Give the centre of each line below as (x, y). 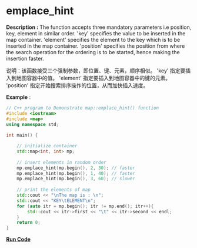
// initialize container (47, 146)
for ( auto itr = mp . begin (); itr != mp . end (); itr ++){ (85, 206)
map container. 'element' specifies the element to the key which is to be (93, 39)
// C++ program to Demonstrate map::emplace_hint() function (83, 108)
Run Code (19, 239)
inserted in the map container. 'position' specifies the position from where (96, 46)
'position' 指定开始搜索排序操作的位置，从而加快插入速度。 (77, 85)
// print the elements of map (54, 190)
